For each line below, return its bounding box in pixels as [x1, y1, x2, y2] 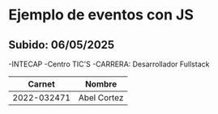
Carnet [28, 78, 55, 90]
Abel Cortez [78, 92, 124, 103]
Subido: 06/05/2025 [8, 38, 115, 52]
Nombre [84, 78, 118, 90]
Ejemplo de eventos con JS [8, 6, 194, 24]
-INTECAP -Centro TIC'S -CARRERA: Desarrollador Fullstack [8, 59, 210, 69]
